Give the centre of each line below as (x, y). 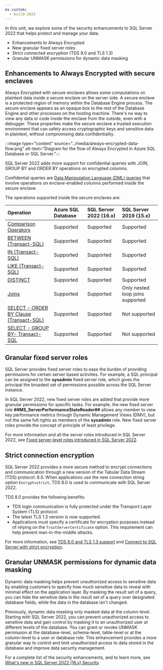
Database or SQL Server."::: (32, 154)
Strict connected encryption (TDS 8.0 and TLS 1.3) (62, 53)
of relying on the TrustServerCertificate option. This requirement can (82, 527)
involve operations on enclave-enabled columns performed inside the (74, 183)
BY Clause (19, 314)
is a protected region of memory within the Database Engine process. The (79, 103)
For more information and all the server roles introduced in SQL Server (75, 435)
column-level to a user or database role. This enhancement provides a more (81, 637)
